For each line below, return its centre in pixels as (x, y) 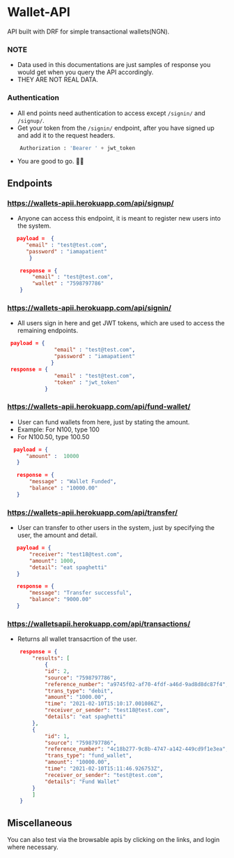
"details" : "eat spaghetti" (85, 717)
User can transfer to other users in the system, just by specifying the (116, 528)
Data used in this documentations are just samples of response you (114, 65)
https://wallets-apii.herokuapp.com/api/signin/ (89, 308)
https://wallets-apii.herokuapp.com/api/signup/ (91, 203)
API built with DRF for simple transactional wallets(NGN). (88, 31)
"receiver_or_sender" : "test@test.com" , (104, 775)
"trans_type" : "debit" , (79, 691)
